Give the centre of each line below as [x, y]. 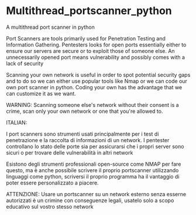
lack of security [25, 63]
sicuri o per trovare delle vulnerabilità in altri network [70, 152]
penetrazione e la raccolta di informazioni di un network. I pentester [88, 140]
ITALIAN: [17, 122]
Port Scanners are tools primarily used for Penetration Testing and [86, 38]
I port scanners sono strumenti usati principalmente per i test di [82, 134]
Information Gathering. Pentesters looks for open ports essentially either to [96, 45]
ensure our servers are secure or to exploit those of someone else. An [90, 51]
